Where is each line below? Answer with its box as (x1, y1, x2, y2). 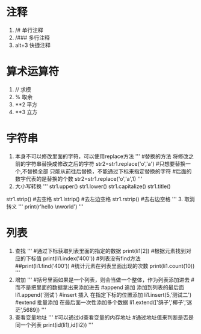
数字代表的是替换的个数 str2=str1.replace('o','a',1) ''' (14, 175, 143, 182)
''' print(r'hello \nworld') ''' (17, 202, 84, 210)
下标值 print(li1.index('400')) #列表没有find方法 (25, 255, 141, 262)
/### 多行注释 (14, 34, 50, 41)
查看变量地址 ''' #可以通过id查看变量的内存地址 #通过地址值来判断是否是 (14, 314, 194, 321)
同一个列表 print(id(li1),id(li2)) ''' (14, 321, 93, 328)
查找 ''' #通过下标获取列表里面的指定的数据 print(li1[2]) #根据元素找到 (14, 247, 187, 254)
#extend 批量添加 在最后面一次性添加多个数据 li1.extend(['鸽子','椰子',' (14, 299, 188, 306)
